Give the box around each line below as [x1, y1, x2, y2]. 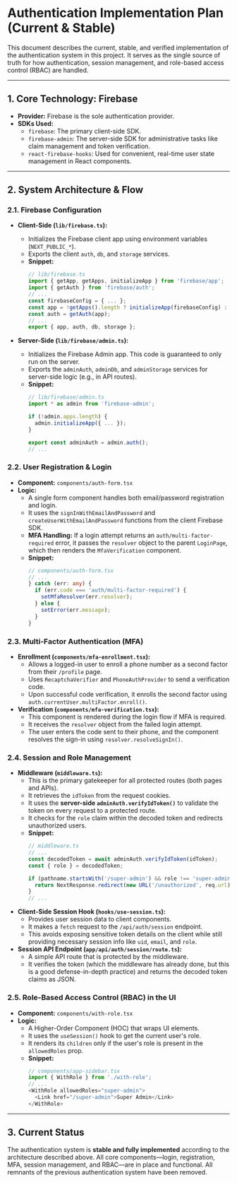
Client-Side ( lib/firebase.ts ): [17, 221, 108, 230]
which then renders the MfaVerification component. [28, 546, 182, 554]
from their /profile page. [28, 667, 102, 676]
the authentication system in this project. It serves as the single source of [7, 51, 221, 59]
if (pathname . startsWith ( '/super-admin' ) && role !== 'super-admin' [28, 875, 234, 882]
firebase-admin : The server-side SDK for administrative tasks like [28, 134, 219, 143]
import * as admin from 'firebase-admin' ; [28, 401, 155, 408]
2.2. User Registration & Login [7, 462, 112, 472]
